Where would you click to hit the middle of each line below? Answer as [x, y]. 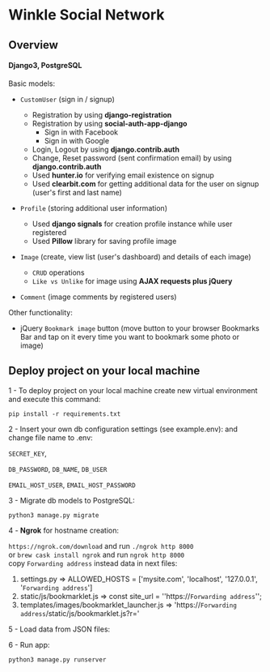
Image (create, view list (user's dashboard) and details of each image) [136, 256]
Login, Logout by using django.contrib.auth [106, 149]
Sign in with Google [77, 140]
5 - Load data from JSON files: [59, 629]
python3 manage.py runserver [57, 659]
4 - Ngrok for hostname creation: [64, 530]
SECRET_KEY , [27, 453]
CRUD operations [58, 272]
